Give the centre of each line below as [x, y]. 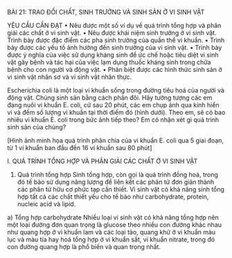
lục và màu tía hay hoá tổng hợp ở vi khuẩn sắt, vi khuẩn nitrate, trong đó [111, 239]
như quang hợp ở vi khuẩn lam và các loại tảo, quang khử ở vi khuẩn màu [111, 232]
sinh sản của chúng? [37, 127]
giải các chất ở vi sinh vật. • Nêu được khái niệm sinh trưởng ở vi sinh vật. [112, 33]
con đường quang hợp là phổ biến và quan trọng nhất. [84, 247]
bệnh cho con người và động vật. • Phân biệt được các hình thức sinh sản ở [115, 70]
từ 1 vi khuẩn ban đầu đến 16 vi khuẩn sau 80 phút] [80, 148]
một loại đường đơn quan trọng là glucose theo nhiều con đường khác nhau [115, 225]
